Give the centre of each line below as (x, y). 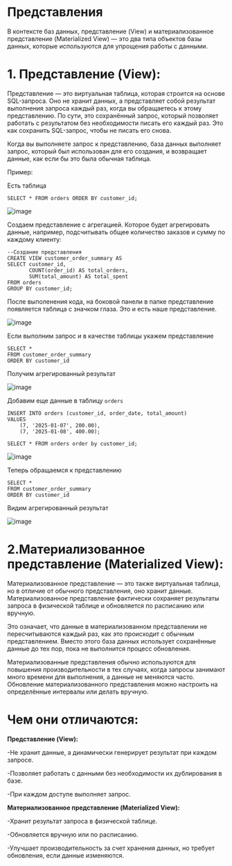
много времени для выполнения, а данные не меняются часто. (101, 677)
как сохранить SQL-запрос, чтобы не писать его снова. (89, 130)
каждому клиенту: (34, 239)
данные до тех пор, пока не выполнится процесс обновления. (99, 648)
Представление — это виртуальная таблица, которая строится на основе (116, 93)
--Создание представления (44, 252)
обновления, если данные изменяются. (66, 855)
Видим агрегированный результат (58, 507)
